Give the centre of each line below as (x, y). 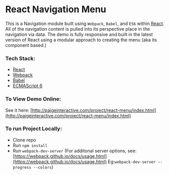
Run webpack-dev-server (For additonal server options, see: (74, 151)
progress (22, 167)
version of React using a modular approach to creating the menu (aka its (81, 40)
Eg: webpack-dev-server (132, 161)
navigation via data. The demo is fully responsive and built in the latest (79, 34)
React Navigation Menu (56, 9)
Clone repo (24, 140)
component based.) (26, 45)
